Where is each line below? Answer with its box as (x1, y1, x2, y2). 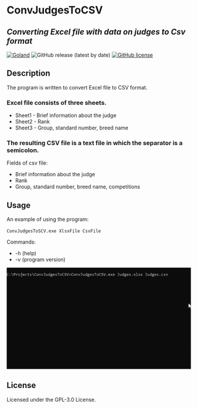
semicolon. (6, 146, 40, 155)
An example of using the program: (6, 216, 89, 223)
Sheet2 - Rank (15, 118, 50, 125)
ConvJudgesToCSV (6, 4, 103, 17)
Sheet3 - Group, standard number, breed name (15, 124, 129, 132)
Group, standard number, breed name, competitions (15, 183, 140, 190)
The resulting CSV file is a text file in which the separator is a (6, 139, 183, 147)
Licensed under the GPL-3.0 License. (6, 396, 96, 403)
